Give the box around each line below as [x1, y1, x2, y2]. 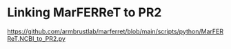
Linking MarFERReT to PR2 [7, 5, 162, 20]
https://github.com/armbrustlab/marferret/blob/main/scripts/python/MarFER [7, 27, 224, 35]
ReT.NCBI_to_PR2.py [7, 34, 66, 42]
